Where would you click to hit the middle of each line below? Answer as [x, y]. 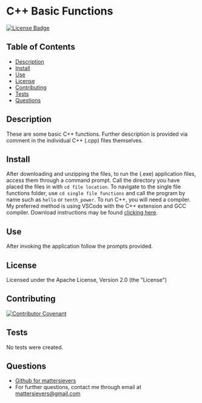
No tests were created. [35, 347]
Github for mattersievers [45, 381]
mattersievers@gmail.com [48, 394]
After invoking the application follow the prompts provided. [80, 246]
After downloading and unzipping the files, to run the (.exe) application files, [101, 174]
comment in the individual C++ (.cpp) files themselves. [75, 140]
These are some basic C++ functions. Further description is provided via [97, 134]
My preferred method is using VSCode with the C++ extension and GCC [96, 206]
